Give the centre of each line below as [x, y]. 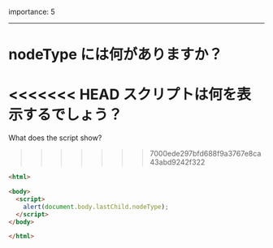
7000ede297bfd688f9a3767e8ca [206, 154]
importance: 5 [32, 12]
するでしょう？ [73, 115]
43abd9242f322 [178, 162]
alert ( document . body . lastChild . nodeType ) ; [96, 207]
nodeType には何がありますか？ [116, 55]
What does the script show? [55, 138]
